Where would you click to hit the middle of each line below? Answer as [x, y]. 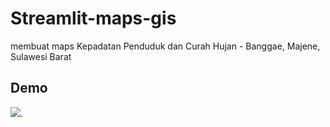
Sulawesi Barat [41, 56]
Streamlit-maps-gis [93, 18]
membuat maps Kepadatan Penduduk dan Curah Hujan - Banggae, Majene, [165, 46]
